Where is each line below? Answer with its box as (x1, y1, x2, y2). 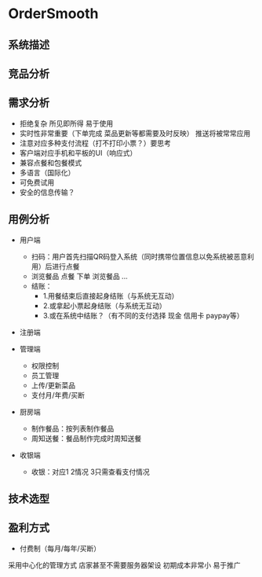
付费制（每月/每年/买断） (19, 543, 100, 553)
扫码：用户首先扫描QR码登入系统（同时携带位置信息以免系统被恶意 (31, 252, 248, 261)
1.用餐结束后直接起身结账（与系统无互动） (42, 291, 179, 300)
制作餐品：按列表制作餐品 (31, 424, 115, 433)
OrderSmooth (8, 5, 100, 23)
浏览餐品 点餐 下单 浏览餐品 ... (31, 271, 128, 281)
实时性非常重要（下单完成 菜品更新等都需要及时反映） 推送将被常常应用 (19, 128, 251, 138)
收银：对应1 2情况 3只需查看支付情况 (31, 467, 151, 476)
